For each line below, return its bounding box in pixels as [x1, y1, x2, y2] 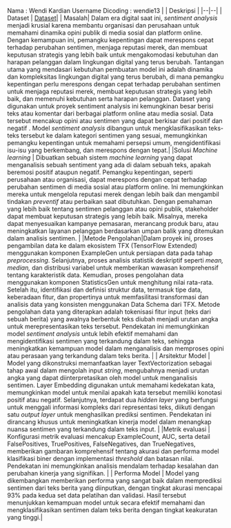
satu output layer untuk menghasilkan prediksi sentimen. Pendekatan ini [7, 411, 212, 418]
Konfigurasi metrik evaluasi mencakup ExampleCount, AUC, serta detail [7, 433, 210, 440]
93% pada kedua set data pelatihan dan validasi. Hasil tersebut [7, 491, 186, 499]
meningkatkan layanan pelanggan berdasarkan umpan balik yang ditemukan [7, 227, 224, 235]
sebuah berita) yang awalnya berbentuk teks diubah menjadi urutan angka [7, 315, 219, 323]
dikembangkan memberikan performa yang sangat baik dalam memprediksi [7, 477, 222, 484]
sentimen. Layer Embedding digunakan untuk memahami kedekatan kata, [7, 381, 216, 389]
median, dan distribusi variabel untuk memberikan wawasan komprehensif [7, 263, 219, 272]
